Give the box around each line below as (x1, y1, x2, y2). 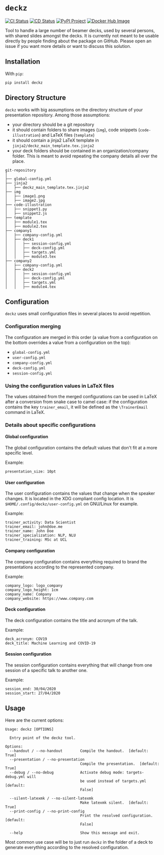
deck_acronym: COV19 (5, 636, 48, 641)
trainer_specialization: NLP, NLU (5, 533, 76, 538)
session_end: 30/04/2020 (5, 686, 56, 691)
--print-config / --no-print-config (9, 809, 85, 814)
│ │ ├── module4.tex (5, 284, 56, 289)
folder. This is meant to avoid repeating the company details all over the (12, 153, 158, 159)
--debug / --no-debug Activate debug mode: (9, 770, 125, 775)
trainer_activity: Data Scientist (5, 520, 76, 525)
